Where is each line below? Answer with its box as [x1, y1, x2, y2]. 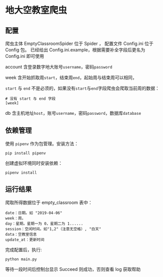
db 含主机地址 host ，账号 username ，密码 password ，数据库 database [5, 110, 141, 116]
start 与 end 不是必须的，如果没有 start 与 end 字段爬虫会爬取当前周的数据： [5, 85, 160, 91]
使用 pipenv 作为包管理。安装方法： [5, 141, 79, 147]
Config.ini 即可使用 [5, 53, 44, 59]
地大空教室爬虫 [5, 5, 67, 16]
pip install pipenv [5, 151, 46, 156]
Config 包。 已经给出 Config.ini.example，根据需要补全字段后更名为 [5, 47, 145, 53]
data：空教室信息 [5, 232, 37, 237]
